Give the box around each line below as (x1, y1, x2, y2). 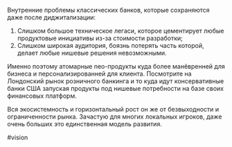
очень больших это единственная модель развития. (7, 120, 163, 128)
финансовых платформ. (7, 92, 78, 100)
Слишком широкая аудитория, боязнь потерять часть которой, (17, 42, 204, 49)
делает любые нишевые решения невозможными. (17, 49, 168, 57)
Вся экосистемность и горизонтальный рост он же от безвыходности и (7, 105, 220, 113)
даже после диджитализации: (7, 13, 96, 21)
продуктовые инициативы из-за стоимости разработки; (17, 34, 184, 42)
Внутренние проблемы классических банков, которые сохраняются (7, 6, 210, 14)
